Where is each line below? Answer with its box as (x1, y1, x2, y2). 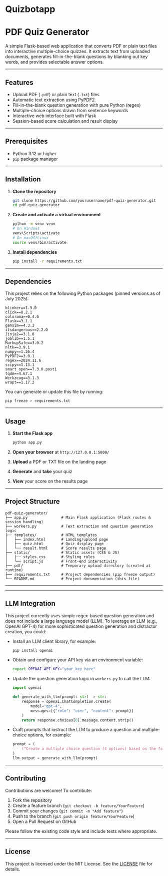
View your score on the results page (12, 478, 88, 484)
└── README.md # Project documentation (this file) (5, 576, 140, 581)
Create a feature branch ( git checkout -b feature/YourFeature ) (12, 802, 145, 808)
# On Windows (12, 226, 40, 231)
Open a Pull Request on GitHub (12, 818, 76, 824)
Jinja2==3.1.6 (5, 332, 35, 337)
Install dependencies (12, 249, 57, 255)
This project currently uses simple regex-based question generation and (5, 612, 154, 619)
